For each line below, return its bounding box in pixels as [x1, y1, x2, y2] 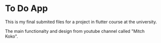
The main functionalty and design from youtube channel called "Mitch [5, 28, 145, 34]
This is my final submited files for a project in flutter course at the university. [5, 19, 157, 25]
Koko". [5, 33, 18, 39]
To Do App [5, 3, 48, 14]
